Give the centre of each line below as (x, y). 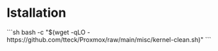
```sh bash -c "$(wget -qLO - (48, 32)
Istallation (36, 13)
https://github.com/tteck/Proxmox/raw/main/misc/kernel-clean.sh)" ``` (109, 39)
